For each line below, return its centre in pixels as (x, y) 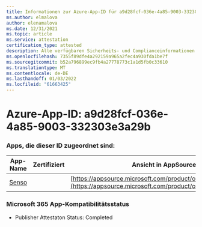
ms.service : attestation (37, 40)
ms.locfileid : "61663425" (38, 85)
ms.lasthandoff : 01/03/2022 (41, 79)
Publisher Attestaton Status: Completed (64, 217)
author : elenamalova (32, 23)
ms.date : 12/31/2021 (32, 29)
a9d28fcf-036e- (126, 114)
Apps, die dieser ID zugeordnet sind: (61, 146)
